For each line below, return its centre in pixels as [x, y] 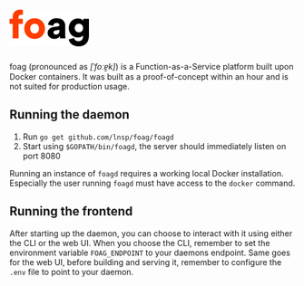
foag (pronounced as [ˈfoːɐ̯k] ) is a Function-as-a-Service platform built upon [152, 66]
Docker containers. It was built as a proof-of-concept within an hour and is [149, 76]
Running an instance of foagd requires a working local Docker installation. [147, 173]
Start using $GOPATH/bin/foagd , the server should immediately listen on [154, 146]
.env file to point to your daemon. [72, 272]
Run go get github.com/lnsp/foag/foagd [98, 137]
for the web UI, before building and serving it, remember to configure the [146, 262]
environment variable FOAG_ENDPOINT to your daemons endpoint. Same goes [150, 253]
